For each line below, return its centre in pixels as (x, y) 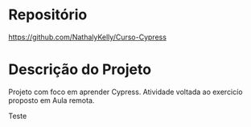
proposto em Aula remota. (51, 100)
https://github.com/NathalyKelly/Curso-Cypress (88, 37)
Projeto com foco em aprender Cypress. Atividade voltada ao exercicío (125, 92)
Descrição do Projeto (80, 70)
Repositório (48, 15)
